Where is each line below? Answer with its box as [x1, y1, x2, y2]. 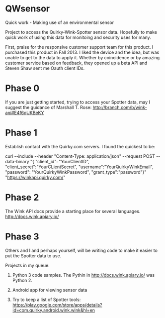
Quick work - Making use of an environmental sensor [5, 19, 114, 25]
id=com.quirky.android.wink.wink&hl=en [12, 307, 95, 313]
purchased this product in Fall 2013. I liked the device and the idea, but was [5, 49, 160, 55]
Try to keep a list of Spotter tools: [12, 297, 81, 303]
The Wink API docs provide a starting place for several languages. [5, 208, 141, 214]
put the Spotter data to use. [5, 252, 62, 259]
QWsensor [5, 3, 50, 14]
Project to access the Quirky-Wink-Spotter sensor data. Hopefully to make [5, 29, 158, 35]
